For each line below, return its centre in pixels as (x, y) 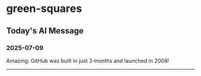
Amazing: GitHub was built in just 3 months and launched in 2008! (88, 60)
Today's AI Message (45, 31)
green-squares (44, 9)
